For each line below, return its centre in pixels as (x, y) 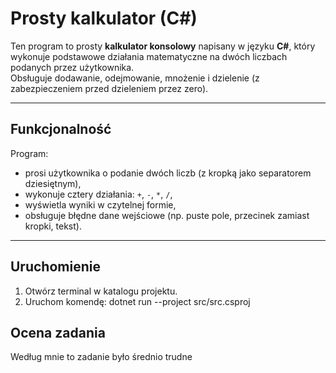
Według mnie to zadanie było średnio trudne (101, 357)
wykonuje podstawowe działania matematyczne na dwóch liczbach (149, 56)
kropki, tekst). (53, 226)
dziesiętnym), (53, 183)
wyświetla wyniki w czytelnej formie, (100, 204)
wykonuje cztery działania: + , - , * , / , (98, 194)
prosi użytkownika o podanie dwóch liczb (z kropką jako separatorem (168, 173)
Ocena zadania (58, 332)
